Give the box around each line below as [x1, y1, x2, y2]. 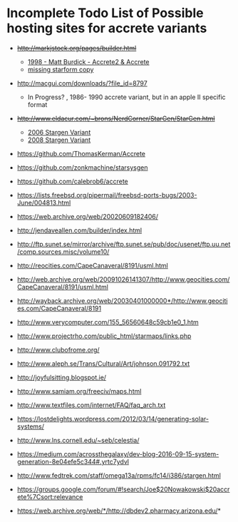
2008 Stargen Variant [27, 135, 91, 144]
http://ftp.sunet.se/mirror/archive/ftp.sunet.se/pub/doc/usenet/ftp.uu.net [16, 240, 231, 248]
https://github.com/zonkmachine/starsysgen [16, 163, 148, 172]
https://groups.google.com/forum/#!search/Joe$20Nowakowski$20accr [16, 485, 230, 493]
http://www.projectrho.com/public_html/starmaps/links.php [16, 332, 192, 340]
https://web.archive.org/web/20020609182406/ [16, 212, 158, 220]
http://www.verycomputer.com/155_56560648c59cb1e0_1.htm [16, 317, 199, 326]
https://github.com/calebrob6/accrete [16, 177, 129, 185]
